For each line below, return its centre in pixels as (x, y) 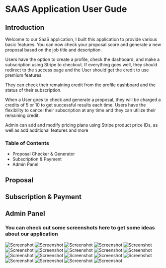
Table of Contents (27, 143)
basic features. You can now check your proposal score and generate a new (83, 45)
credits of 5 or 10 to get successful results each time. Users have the (76, 105)
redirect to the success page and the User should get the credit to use (77, 70)
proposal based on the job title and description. (53, 50)
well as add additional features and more (47, 130)
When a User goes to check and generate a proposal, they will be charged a (83, 100)
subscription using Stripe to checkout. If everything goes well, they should (81, 65)
